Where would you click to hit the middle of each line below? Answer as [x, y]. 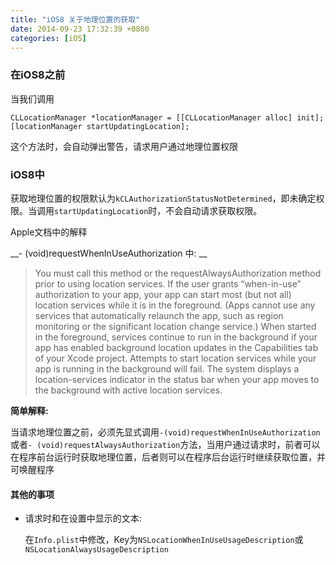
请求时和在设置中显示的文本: [83, 518]
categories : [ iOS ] [48, 38]
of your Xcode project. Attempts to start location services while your [175, 358]
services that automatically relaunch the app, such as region [159, 315]
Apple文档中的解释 [49, 232]
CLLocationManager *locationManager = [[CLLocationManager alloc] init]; [167, 117]
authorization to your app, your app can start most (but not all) [163, 294]
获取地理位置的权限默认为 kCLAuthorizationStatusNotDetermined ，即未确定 [163, 198]
